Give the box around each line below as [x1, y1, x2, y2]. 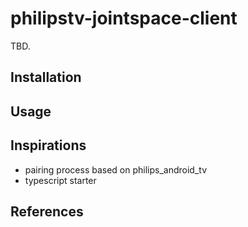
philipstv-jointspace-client [10, 7, 238, 30]
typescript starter [24, 174, 97, 186]
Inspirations [10, 137, 87, 154]
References [10, 203, 84, 220]
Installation [10, 69, 82, 86]
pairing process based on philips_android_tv [24, 163, 208, 176]
